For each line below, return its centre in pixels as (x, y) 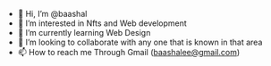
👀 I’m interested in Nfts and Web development (102, 23)
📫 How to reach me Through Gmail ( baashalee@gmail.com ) (129, 52)
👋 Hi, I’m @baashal (52, 14)
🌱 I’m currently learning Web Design (84, 33)
